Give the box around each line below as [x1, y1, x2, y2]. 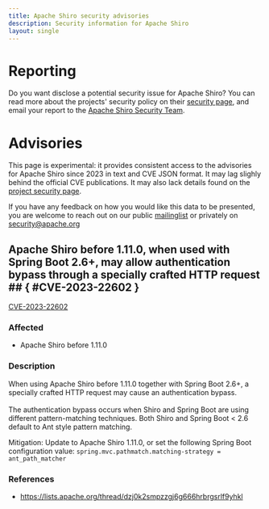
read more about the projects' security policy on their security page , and [8, 97, 250, 107]
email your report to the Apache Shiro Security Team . [8, 106, 185, 116]
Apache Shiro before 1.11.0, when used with [8, 242, 230, 256]
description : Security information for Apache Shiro [8, 19, 189, 27]
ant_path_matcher [8, 454, 67, 463]
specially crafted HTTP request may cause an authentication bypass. [8, 387, 238, 397]
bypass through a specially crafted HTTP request [8, 267, 260, 281]
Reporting [8, 61, 77, 80]
